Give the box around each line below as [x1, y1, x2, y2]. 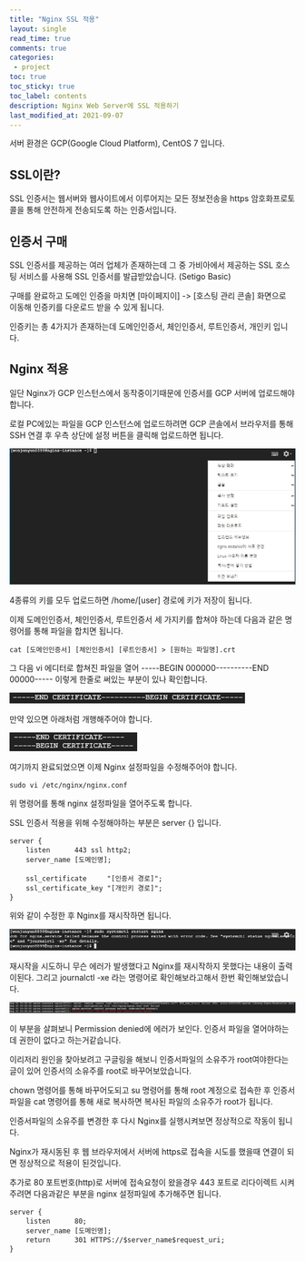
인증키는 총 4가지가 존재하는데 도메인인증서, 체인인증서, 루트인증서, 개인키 [9, 321, 271, 331]
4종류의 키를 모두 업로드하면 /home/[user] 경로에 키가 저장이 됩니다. [9, 595, 252, 606]
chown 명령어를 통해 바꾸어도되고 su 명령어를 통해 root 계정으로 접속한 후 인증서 [9, 1084, 296, 1096]
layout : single [9, 24, 67, 34]
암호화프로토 [251, 193, 295, 204]
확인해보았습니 [237, 972, 289, 982]
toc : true [9, 73, 47, 82]
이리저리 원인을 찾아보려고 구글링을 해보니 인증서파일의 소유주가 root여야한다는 [9, 1054, 289, 1065]
